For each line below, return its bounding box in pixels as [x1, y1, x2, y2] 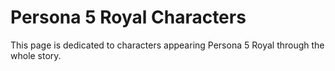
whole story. [10, 49, 62, 61]
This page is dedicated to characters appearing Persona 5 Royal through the [10, 39, 325, 51]
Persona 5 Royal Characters [10, 6, 247, 29]
